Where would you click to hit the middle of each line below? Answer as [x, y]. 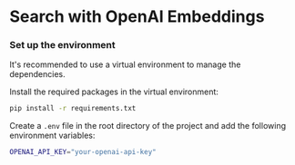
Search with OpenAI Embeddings [137, 17]
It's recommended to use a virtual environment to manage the [125, 64]
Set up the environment [62, 45]
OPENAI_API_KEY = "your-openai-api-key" [83, 152]
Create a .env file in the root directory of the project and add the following [148, 126]
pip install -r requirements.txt [73, 109]
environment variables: [52, 136]
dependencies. [37, 74]
